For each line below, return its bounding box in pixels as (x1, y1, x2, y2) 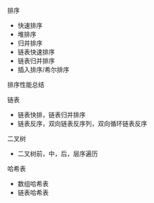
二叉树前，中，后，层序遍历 (17, 149, 98, 158)
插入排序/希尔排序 (17, 66, 70, 74)
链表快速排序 (17, 48, 55, 56)
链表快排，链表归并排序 (17, 110, 86, 119)
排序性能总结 (7, 81, 44, 88)
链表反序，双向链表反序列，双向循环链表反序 (17, 120, 148, 127)
